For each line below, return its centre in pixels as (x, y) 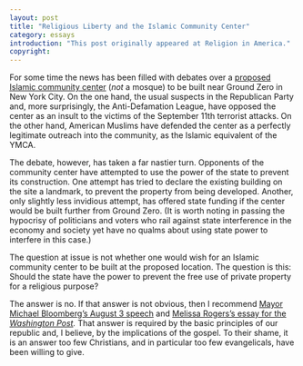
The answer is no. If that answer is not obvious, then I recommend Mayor (146, 304)
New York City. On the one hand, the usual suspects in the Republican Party (151, 97)
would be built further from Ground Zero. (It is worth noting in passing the (147, 211)
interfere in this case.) (50, 240)
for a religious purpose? (54, 286)
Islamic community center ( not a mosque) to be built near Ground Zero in (146, 87)
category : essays (42, 35)
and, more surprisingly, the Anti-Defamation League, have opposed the (143, 106)
